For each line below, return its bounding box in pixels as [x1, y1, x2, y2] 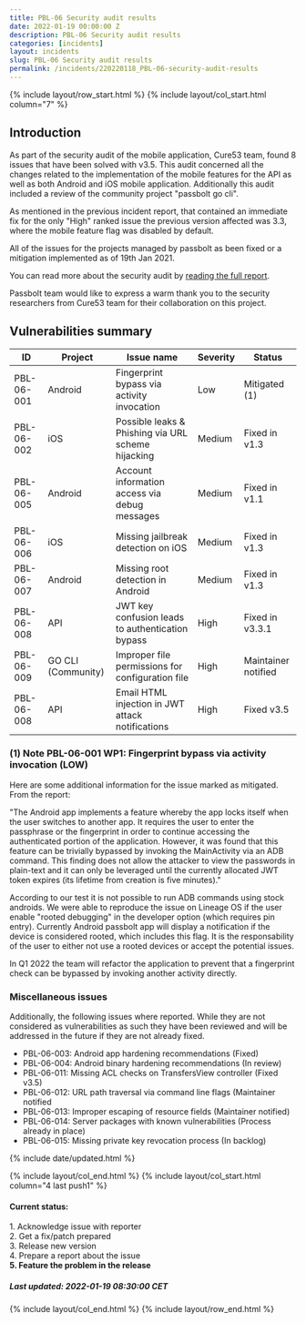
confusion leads [115, 611, 185, 624]
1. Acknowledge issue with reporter [9, 1221, 142, 1232]
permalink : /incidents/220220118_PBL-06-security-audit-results [9, 65, 259, 74]
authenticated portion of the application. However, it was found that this [9, 835, 279, 847]
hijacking [115, 449, 155, 462]
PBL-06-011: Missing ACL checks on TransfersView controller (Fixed [22, 1067, 279, 1079]
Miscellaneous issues [9, 990, 107, 1002]
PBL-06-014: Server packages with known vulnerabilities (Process [22, 1116, 271, 1127]
